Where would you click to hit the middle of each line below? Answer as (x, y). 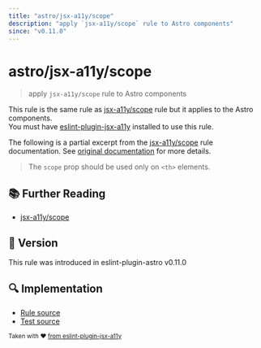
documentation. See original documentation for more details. (110, 151)
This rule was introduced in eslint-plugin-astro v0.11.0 (98, 262)
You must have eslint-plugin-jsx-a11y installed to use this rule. (111, 127)
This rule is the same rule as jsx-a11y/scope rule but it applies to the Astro (131, 110)
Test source (40, 321)
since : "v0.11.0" (38, 31)
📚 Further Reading (57, 193)
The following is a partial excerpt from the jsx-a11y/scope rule (111, 142)
